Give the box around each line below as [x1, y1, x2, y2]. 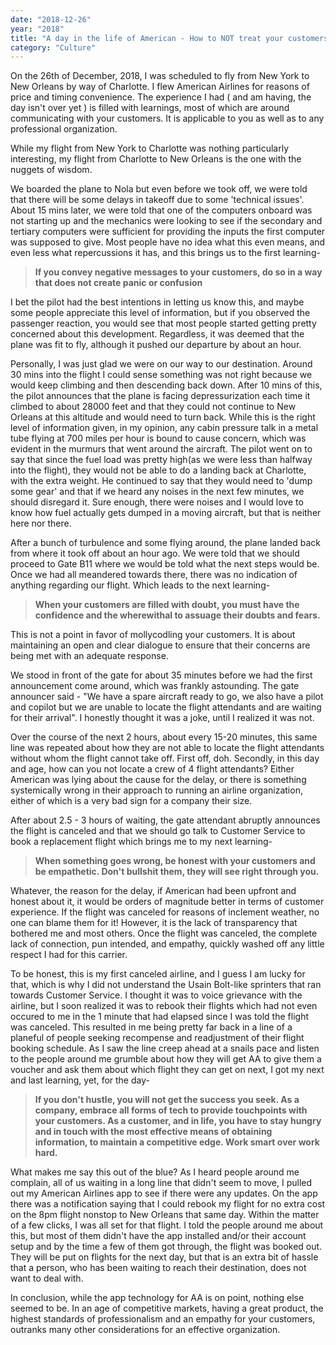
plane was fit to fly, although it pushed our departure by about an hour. [10, 339, 302, 351]
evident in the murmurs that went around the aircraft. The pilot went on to [10, 443, 313, 455]
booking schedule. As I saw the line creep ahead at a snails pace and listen [10, 1042, 320, 1055]
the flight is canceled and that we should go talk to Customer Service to [10, 825, 306, 837]
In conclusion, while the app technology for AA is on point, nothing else [10, 1292, 305, 1304]
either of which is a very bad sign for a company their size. [10, 795, 253, 807]
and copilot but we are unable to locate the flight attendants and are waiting [10, 701, 322, 713]
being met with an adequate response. [10, 650, 169, 662]
